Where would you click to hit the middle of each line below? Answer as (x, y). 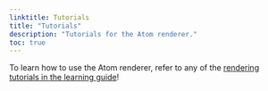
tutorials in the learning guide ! (64, 78)
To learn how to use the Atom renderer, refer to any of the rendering (134, 68)
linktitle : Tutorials (50, 17)
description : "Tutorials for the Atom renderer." (104, 34)
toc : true (28, 42)
